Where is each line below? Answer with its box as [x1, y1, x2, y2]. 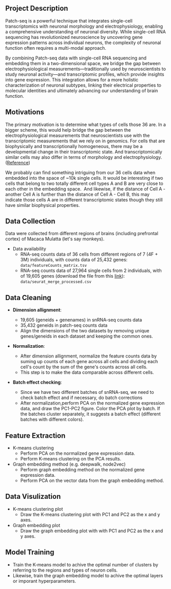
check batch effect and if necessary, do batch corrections [20, 394, 143, 401]
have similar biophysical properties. [5, 202, 80, 208]
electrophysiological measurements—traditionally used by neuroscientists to [5, 66, 166, 72]
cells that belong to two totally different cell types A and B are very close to [5, 180, 163, 186]
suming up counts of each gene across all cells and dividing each [20, 359, 158, 365]
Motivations [5, 108, 44, 117]
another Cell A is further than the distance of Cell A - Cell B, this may [5, 191, 150, 197]
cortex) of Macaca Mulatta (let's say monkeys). [5, 236, 105, 242]
